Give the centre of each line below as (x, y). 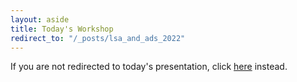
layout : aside (40, 19)
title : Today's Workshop (62, 29)
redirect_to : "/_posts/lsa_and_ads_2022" (98, 38)
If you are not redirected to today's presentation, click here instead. (149, 67)
